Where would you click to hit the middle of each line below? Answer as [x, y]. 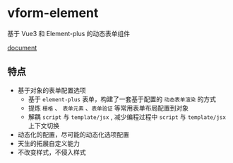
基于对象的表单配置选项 [52, 90]
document [22, 47]
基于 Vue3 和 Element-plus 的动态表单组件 [69, 33]
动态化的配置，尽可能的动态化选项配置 [73, 134]
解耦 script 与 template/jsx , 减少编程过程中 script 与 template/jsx [127, 117]
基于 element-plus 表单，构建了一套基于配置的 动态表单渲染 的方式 [122, 99]
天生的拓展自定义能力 [48, 143]
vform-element [53, 13]
